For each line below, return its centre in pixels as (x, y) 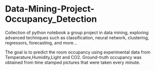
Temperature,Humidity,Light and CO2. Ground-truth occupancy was (73, 57)
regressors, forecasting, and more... (41, 42)
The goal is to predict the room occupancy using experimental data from (78, 52)
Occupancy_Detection (51, 19)
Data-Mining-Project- (50, 9)
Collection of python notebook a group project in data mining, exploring (77, 32)
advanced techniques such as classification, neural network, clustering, (77, 38)
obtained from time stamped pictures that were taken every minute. (73, 62)
